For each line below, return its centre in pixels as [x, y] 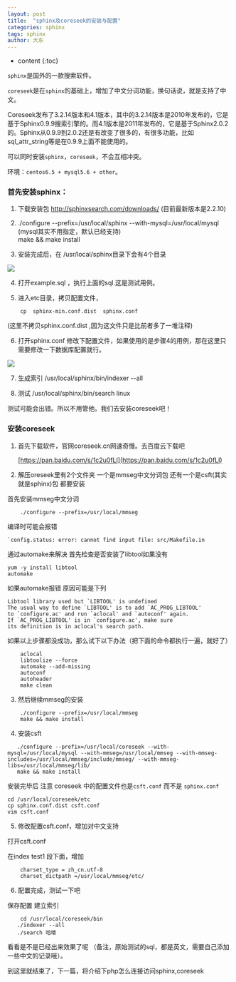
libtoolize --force [49, 660]
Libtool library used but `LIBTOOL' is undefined [82, 601]
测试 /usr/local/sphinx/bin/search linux [74, 394]
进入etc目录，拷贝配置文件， [60, 298]
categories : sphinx [36, 27]
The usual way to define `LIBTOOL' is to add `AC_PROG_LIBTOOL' [104, 608]
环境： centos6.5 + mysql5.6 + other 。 [65, 172]
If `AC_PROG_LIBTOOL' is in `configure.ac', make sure [90, 620]
